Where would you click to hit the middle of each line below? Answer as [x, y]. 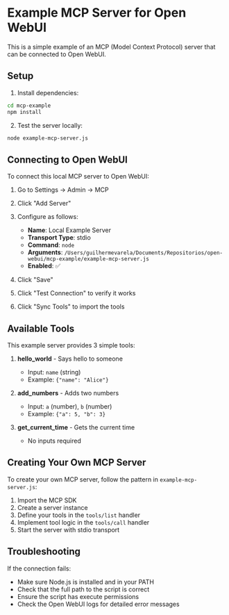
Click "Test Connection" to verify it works [76, 293]
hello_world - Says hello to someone [70, 359]
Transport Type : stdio [59, 238]
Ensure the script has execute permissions [78, 596]
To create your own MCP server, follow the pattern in [83, 479]
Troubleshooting [44, 551]
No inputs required [54, 441]
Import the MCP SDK [47, 500]
